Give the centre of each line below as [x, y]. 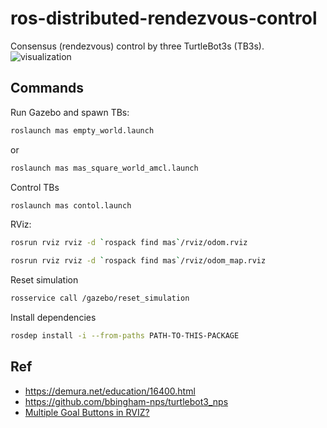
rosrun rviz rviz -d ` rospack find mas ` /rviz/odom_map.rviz [138, 261]
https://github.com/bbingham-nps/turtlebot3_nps [126, 401]
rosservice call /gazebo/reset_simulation [100, 298]
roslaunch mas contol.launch [71, 205]
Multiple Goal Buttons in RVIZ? [87, 412]
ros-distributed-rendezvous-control [164, 18]
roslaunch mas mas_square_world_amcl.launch [104, 168]
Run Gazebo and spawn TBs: [70, 112]
